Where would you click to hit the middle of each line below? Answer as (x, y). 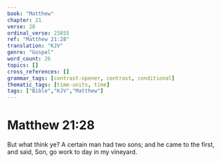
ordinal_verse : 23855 (38, 33)
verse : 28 (21, 26)
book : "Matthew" (30, 14)
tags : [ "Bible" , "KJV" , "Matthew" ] (55, 91)
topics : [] (23, 65)
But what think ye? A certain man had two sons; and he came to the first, (111, 145)
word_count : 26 (29, 59)
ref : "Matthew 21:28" (38, 40)
